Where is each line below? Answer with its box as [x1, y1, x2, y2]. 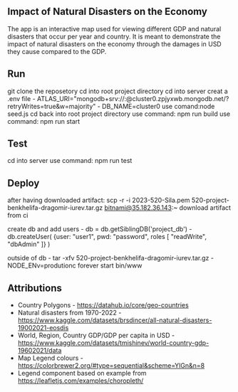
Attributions [7, 282, 63, 294]
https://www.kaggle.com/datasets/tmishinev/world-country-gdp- [17, 339, 209, 347]
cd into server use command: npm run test [7, 157, 133, 165]
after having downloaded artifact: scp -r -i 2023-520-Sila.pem [7, 196, 190, 205]
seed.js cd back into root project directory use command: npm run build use [7, 110, 231, 118]
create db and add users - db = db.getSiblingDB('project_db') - [7, 225, 192, 233]
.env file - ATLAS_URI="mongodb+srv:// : [7, 94, 127, 102]
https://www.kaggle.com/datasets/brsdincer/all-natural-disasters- [17, 316, 212, 324]
